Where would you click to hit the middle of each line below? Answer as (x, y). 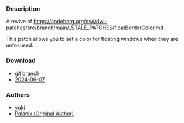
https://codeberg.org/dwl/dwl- (70, 22)
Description (23, 9)
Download (21, 60)
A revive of (19, 22)
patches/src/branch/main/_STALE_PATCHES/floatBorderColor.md (85, 28)
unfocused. (20, 45)
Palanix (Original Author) (44, 114)
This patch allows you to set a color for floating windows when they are (92, 39)
